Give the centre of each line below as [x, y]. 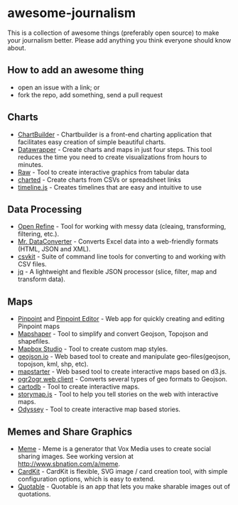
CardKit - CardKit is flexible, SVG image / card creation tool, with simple [123, 471]
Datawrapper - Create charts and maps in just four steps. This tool [115, 149]
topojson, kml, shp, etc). [53, 364]
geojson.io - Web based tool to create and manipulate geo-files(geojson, [124, 357]
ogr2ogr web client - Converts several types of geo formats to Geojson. [123, 379]
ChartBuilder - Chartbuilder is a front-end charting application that [114, 134]
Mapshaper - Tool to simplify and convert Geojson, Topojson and [113, 334]
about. [17, 48]
